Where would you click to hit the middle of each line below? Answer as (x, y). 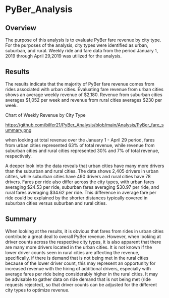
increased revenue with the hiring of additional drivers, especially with (78, 268)
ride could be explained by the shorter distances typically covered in (76, 198)
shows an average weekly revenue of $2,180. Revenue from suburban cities (84, 95)
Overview (21, 28)
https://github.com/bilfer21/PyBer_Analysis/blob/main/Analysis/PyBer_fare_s (84, 125)
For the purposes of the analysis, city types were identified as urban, (77, 45)
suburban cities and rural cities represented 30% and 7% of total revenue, (82, 151)
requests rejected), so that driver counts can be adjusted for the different (81, 284)
